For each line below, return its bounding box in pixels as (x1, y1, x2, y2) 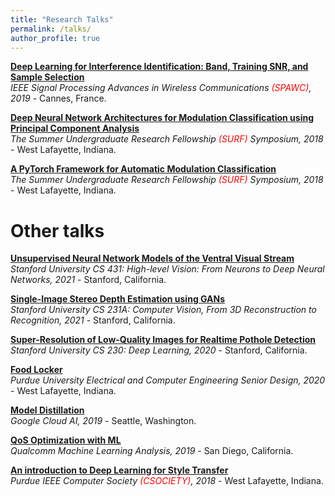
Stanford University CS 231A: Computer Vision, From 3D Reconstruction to (10, 304, 317, 316)
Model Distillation (10, 404, 85, 416)
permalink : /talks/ (10, 24, 92, 34)
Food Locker (10, 364, 63, 376)
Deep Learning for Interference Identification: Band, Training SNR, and (10, 61, 309, 73)
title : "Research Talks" (10, 14, 114, 25)
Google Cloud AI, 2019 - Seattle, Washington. (10, 415, 197, 427)
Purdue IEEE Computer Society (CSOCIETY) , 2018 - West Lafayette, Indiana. (10, 475, 324, 487)
